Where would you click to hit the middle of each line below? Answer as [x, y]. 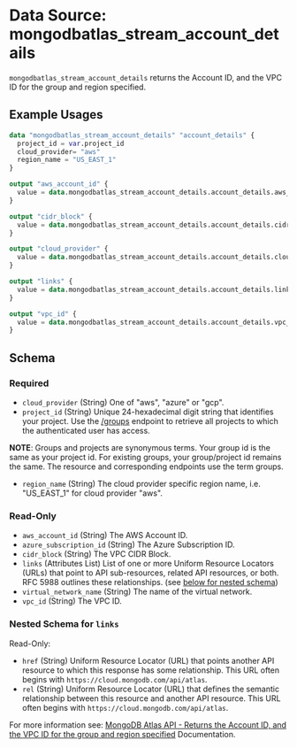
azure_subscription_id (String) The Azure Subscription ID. [129, 544]
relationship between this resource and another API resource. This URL [151, 698]
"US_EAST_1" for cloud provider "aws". [92, 493]
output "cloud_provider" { [59, 249]
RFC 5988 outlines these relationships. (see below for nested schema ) [150, 582]
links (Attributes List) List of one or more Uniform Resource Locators [148, 564]
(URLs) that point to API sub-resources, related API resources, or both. [150, 573]
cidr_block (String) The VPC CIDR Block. [96, 554]
